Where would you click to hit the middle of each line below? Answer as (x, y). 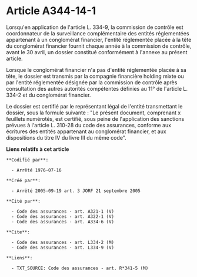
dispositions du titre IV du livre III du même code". (66, 137)
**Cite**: (18, 232)
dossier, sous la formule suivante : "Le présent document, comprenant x (94, 113)
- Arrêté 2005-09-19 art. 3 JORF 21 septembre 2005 (76, 191)
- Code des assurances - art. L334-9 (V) (63, 248)
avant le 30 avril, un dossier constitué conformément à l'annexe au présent (97, 52)
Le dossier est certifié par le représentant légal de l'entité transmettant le (94, 106)
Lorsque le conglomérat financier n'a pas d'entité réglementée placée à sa (96, 70)
